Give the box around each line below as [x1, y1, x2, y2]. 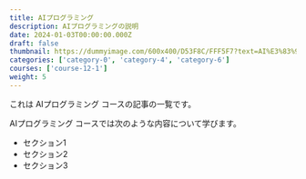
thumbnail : [9, 47, 51, 56]
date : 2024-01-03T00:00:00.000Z [9, 30, 132, 39]
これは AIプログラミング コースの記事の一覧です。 [9, 98, 197, 109]
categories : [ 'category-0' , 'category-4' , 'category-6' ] [9, 55, 230, 65]
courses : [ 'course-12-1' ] [9, 65, 107, 74]
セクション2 [22, 148, 68, 159]
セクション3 [22, 160, 68, 171]
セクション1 [22, 137, 66, 148]
